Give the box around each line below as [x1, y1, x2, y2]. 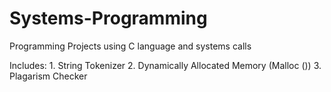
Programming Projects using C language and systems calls [9, 40, 252, 52]
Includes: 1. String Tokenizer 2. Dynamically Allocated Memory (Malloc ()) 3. [9, 59, 322, 71]
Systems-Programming [9, 7, 208, 30]
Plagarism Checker [9, 70, 88, 82]
